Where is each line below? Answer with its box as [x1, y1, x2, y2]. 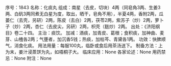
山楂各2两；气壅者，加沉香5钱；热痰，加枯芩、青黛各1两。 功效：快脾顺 [14, 36, 166, 42]
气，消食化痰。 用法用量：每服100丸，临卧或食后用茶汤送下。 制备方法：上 [5, 43, 163, 48]
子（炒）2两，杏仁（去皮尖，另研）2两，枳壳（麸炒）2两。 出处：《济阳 [5, 23, 156, 29]
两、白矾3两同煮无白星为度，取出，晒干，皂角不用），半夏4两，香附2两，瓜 [5, 11, 164, 17]
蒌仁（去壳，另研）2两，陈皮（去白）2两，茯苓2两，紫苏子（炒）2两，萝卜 [5, 17, 164, 23]
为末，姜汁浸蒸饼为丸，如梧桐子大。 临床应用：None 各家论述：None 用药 [5, 49, 162, 55]
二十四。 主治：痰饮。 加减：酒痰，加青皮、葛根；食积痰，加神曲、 [18, 30, 160, 36]
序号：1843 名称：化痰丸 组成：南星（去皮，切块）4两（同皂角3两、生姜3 [5, 5, 161, 10]
